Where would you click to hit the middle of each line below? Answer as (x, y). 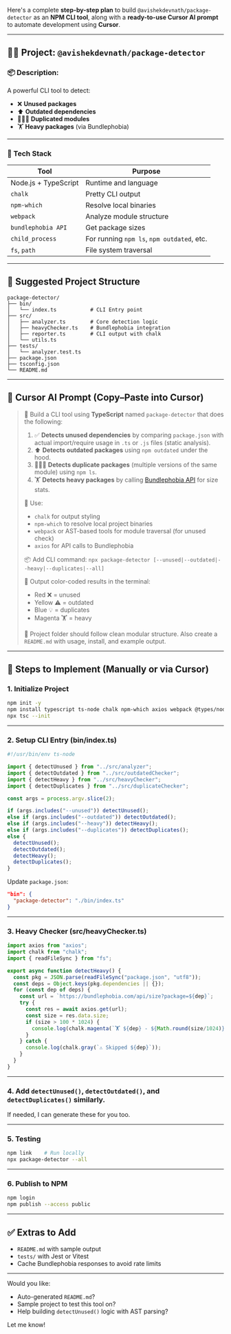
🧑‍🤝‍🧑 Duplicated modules (53, 119)
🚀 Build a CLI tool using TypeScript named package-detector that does (124, 414)
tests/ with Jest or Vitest (53, 1256)
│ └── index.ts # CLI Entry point (75, 309)
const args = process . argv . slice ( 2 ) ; (61, 799)
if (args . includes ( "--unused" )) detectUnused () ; (78, 811)
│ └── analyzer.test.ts (44, 352)
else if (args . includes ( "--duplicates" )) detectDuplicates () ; (98, 830)
